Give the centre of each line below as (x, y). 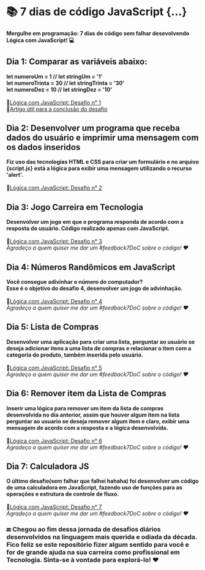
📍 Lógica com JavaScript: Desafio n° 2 (54, 188)
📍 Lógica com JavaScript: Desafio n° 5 (54, 368)
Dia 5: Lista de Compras (53, 327)
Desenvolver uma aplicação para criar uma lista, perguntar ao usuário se (101, 342)
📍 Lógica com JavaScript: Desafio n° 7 (54, 507)
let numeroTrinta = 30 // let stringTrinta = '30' (65, 83)
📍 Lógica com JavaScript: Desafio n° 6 (54, 440)
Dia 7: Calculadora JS (48, 466)
